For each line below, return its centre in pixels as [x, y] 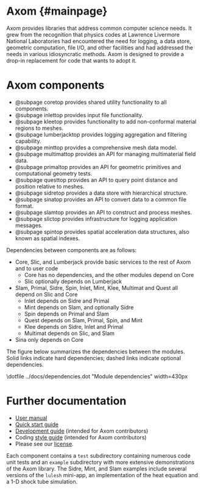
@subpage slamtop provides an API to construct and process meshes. [104, 212]
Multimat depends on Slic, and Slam [69, 333]
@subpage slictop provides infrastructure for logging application [96, 218]
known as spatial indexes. [47, 238]
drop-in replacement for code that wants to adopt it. [72, 60]
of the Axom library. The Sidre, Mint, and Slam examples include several [97, 469]
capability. [28, 141]
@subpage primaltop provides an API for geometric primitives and [98, 167]
